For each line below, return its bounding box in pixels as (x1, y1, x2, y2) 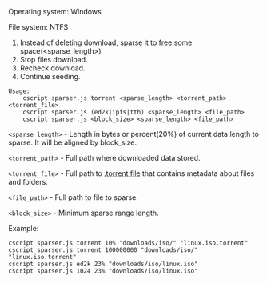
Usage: (8, 87, 30, 95)
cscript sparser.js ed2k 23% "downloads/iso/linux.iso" (8, 260, 198, 268)
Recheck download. (19, 63, 86, 73)
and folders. (8, 177, 48, 186)
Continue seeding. (19, 72, 81, 81)
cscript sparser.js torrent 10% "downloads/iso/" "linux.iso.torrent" (8, 239, 249, 247)
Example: (8, 224, 39, 233)
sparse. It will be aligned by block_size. (8, 138, 137, 147)
